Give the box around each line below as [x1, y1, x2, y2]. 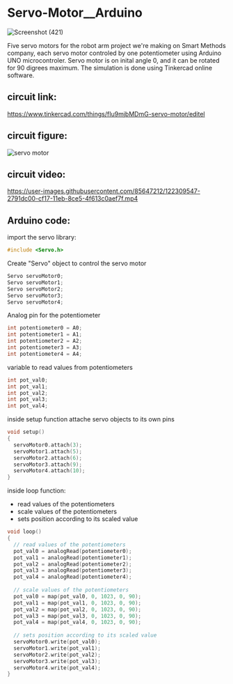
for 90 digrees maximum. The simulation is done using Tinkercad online [7, 63, 213, 72]
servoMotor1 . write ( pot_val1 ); [13, 644, 101, 652]
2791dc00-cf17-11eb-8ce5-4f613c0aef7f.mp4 [7, 194, 138, 203]
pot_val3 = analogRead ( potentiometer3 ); [13, 567, 132, 574]
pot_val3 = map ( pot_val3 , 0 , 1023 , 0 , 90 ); [13, 612, 142, 619]
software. [7, 71, 35, 79]
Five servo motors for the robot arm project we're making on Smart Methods [7, 41, 226, 49]
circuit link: [7, 91, 57, 103]
